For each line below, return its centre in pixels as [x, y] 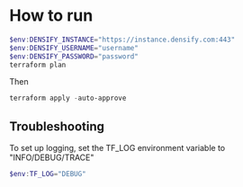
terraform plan [38, 65]
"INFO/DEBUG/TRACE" [52, 157]
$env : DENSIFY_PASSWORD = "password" [74, 56]
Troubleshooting [57, 126]
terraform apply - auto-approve [68, 98]
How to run [51, 16]
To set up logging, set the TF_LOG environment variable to [117, 148]
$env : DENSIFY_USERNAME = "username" [74, 48]
